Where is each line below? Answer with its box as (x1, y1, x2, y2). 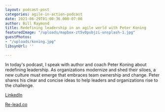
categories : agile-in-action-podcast (5, 12, 83, 17)
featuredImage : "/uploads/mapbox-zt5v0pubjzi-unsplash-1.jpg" (5, 30, 135, 35)
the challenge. (5, 82, 34, 88)
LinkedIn (5, 92, 23, 98)
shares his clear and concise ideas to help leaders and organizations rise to (5, 77, 159, 83)
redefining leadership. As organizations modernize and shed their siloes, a (5, 67, 156, 73)
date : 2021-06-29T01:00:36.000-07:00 (5, 16, 83, 21)
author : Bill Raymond (5, 21, 50, 26)
